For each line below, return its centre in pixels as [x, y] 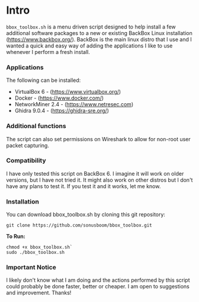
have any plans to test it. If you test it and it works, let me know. [84, 186]
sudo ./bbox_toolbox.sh [36, 253]
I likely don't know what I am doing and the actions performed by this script [98, 280]
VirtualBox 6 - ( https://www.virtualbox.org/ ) [68, 92]
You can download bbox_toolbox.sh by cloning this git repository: [86, 215]
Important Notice [31, 268]
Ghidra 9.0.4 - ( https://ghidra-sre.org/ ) [62, 111]
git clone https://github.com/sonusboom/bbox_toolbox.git [79, 225]
